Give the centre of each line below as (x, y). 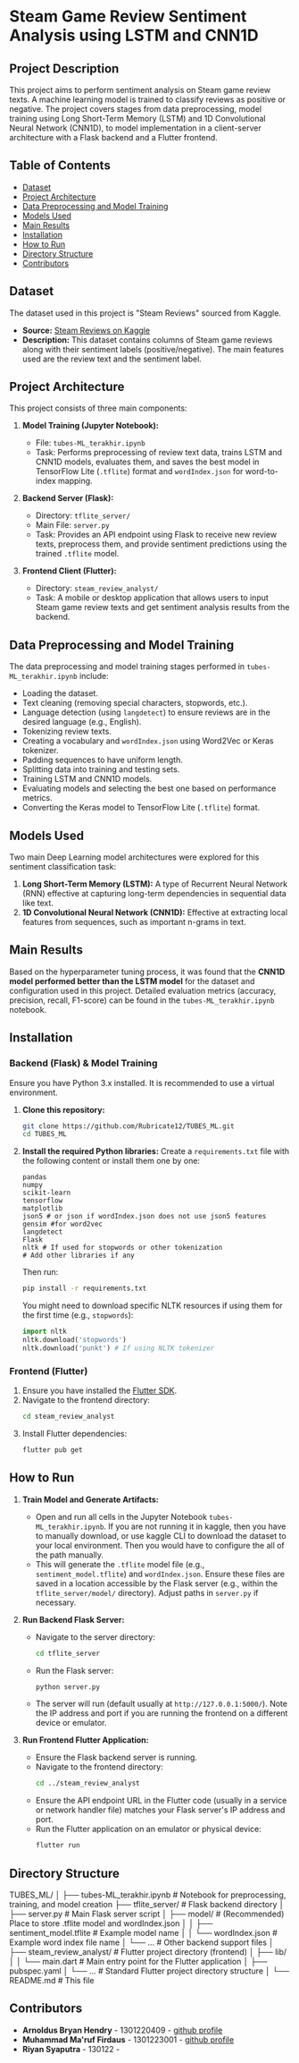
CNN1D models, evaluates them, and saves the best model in (147, 462)
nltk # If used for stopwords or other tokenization (122, 1248)
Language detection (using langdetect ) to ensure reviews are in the (146, 712)
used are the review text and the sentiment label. (112, 359)
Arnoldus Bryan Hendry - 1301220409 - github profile (122, 2030)
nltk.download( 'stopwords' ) (74, 1340)
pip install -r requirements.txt (84, 1289)
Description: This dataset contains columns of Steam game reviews (147, 340)
